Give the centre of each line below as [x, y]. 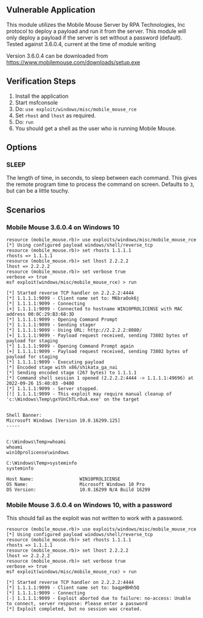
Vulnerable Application [51, 10]
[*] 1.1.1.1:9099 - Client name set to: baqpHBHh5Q [73, 588]
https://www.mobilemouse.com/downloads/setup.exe [73, 62]
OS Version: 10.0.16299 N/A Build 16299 [78, 490]
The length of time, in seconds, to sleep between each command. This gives [102, 178]
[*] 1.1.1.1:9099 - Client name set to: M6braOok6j [73, 298]
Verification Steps [41, 81]
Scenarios [26, 210]
